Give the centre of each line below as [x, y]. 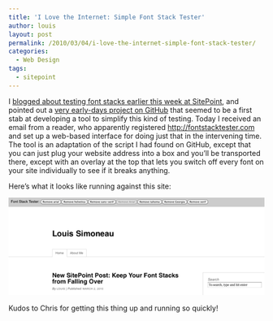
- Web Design [38, 60]
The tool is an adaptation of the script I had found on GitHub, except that [130, 144]
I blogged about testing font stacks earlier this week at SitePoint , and [124, 101]
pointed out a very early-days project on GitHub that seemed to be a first [130, 110]
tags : [17, 69]
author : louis [32, 26]
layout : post [30, 34]
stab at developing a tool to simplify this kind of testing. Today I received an [135, 119]
